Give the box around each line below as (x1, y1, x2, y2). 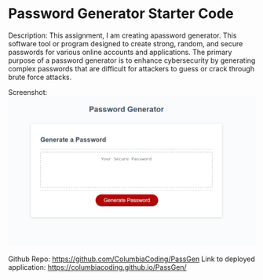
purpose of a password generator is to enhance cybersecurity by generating (8, 56, 256, 65)
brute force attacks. (8, 72, 72, 82)
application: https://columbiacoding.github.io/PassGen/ (8, 263, 187, 272)
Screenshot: (8, 87, 48, 96)
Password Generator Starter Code (8, 5, 234, 23)
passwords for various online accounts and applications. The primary (8, 47, 232, 56)
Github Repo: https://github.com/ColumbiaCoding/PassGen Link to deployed (8, 254, 255, 264)
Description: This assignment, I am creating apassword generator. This (8, 31, 237, 40)
